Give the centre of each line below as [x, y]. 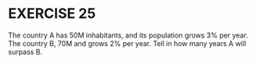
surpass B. [25, 52]
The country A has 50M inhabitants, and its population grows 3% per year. [128, 35]
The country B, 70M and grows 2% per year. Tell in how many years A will [127, 43]
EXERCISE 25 [52, 14]
